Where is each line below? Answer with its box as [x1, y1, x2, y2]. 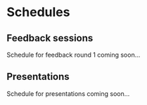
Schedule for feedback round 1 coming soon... [6, 50, 141, 59]
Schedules [6, 4, 70, 20]
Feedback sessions [6, 32, 94, 44]
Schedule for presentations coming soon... [6, 89, 130, 98]
